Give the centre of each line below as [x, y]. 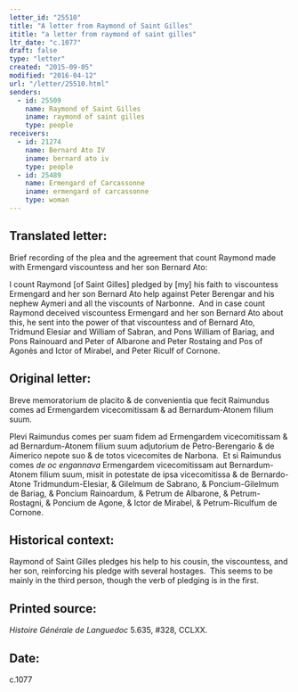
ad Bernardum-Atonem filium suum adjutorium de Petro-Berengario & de [142, 446]
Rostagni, [27, 503]
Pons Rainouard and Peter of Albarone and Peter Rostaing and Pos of [136, 341]
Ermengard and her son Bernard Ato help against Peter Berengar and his [142, 293]
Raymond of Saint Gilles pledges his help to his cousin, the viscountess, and [149, 562]
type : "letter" [37, 59]
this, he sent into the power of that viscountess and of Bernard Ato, [132, 322]
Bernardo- [270, 474]
